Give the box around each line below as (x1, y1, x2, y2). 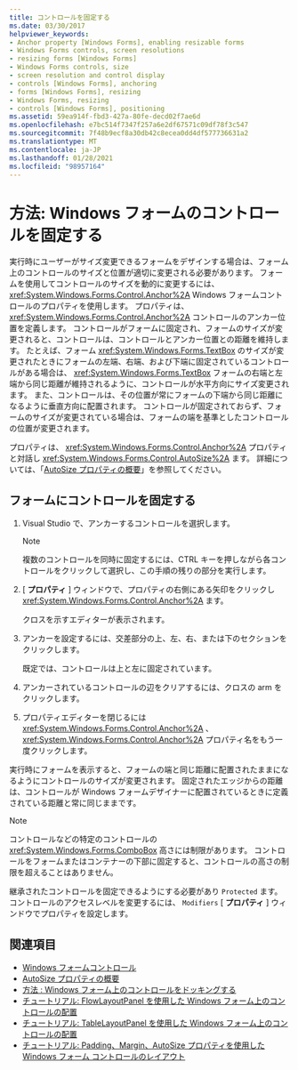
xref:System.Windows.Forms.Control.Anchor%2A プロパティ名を (21, 735, 260, 745)
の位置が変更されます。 (9, 423, 95, 434)
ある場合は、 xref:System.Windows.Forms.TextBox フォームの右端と (24, 367, 276, 378)
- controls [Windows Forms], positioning (9, 104, 165, 113)
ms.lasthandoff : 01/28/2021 (9, 153, 114, 163)
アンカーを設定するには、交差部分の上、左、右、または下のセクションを (21, 633, 287, 644)
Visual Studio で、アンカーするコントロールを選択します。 (21, 518, 236, 529)
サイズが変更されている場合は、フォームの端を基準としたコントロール (32, 412, 289, 422)
